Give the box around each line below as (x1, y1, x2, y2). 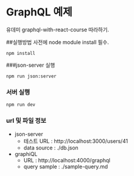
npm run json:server (6, 73, 57, 79)
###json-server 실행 (6, 61, 55, 69)
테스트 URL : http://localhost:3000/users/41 (23, 137, 128, 145)
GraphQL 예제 (6, 5, 73, 19)
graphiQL (14, 150, 38, 157)
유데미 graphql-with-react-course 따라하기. (6, 26, 109, 33)
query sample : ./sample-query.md (23, 163, 108, 170)
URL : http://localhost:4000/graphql (23, 157, 110, 164)
